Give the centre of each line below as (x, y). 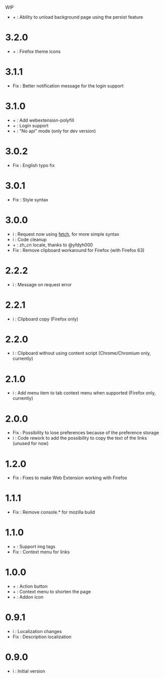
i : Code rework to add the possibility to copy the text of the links (80, 438)
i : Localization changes (37, 631)
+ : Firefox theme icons (37, 51)
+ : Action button (30, 586)
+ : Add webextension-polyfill (43, 120)
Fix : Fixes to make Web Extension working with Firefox (70, 478)
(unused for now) (31, 443)
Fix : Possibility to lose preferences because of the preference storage (86, 433)
